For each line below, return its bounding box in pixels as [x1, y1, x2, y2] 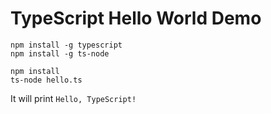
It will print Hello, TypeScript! [10, 92, 137, 104]
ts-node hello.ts [10, 75, 83, 85]
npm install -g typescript [10, 40, 123, 50]
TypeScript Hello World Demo [10, 7, 262, 30]
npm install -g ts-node [10, 48, 110, 59]
